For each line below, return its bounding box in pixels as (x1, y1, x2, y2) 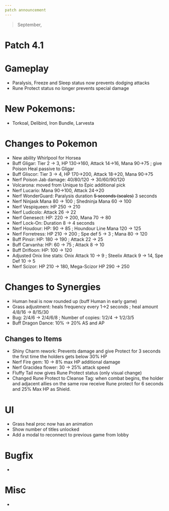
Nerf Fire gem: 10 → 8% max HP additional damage (12, 359, 120, 365)
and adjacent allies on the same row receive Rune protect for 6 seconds (12, 381, 164, 387)
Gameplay (5, 63, 49, 74)
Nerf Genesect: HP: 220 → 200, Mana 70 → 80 (12, 214, 111, 220)
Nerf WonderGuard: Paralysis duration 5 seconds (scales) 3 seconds (12, 193, 157, 199)
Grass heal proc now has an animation (12, 421, 93, 427)
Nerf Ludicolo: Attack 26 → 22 (12, 209, 77, 215)
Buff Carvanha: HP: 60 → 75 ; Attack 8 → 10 (12, 241, 105, 248)
